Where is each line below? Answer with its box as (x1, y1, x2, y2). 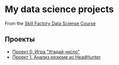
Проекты (5, 35, 35, 44)
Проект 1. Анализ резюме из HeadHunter (12, 54, 101, 60)
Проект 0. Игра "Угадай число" (12, 48, 80, 54)
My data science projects (5, 4, 114, 15)
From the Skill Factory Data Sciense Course (5, 20, 96, 26)
